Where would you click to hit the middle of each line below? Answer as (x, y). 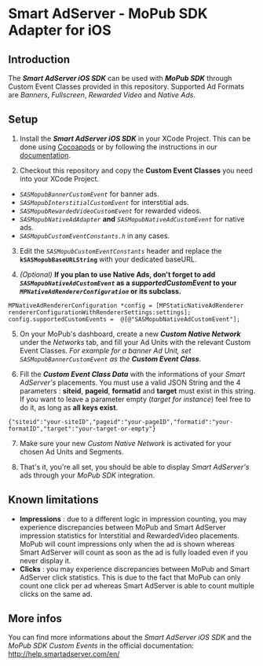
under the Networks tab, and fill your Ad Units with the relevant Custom (135, 342)
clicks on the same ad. (56, 594)
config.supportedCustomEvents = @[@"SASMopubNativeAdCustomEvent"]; (124, 319)
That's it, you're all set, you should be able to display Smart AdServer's (134, 467)
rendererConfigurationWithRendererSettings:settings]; (100, 312)
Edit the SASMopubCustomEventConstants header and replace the (121, 251)
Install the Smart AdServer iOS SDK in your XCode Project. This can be (135, 138)
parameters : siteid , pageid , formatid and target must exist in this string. (137, 390)
